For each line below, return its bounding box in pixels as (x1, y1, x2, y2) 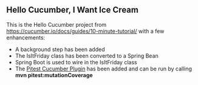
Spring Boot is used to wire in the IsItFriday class (15, 58, 138, 66)
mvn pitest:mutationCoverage (15, 71, 93, 78)
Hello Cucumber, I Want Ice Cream (6, 5, 138, 15)
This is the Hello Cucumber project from (6, 21, 107, 28)
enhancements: (6, 33, 46, 41)
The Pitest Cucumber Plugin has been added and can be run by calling (15, 65, 193, 72)
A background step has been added (15, 46, 105, 53)
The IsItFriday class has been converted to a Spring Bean (15, 52, 159, 59)
